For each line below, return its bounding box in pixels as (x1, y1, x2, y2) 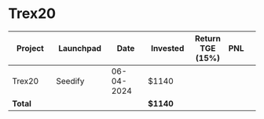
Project (16, 42, 45, 53)
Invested (150, 42, 185, 53)
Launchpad (58, 42, 102, 53)
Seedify (56, 75, 85, 86)
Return (195, 33, 222, 44)
